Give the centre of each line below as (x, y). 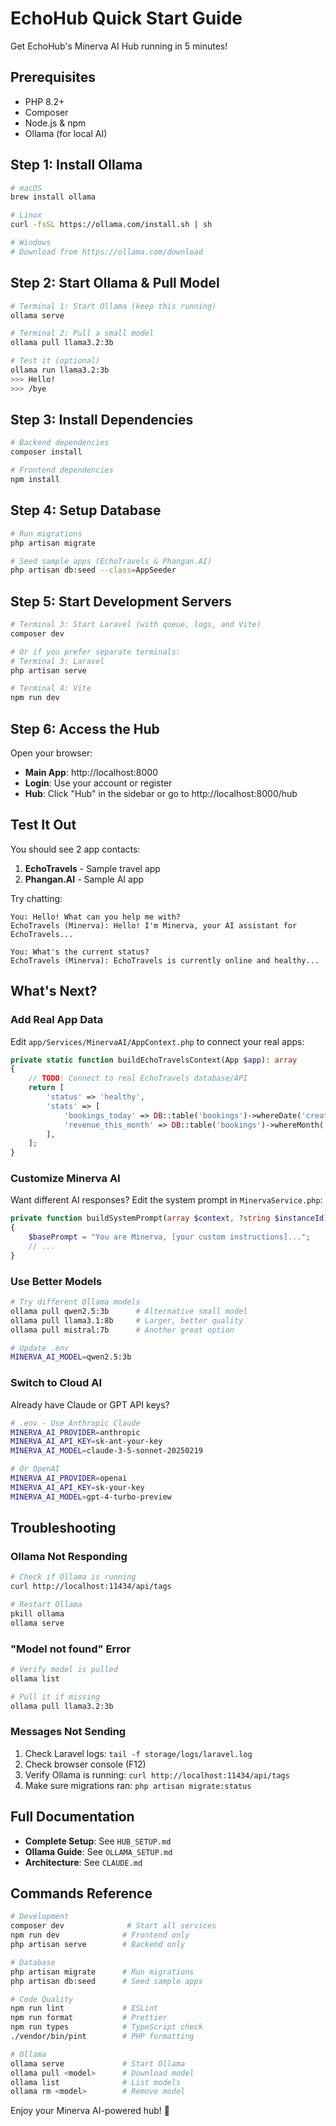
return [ (46, 1088)
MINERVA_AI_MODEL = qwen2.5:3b (71, 1357)
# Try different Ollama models (75, 1302)
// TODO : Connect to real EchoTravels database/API (138, 1078)
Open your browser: (51, 753)
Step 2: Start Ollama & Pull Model (115, 283)
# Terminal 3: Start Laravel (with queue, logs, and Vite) (136, 625)
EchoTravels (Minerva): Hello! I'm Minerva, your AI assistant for (154, 925)
